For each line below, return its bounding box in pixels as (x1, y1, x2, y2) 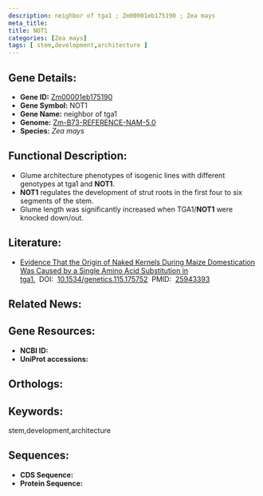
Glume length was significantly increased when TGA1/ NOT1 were (19, 204, 234, 214)
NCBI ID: (19, 345, 49, 355)
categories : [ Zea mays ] (8, 34, 88, 42)
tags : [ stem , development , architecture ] (8, 42, 148, 50)
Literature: (8, 236, 62, 250)
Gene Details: (8, 71, 77, 85)
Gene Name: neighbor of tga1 (19, 109, 117, 118)
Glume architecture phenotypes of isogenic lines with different (19, 170, 226, 180)
